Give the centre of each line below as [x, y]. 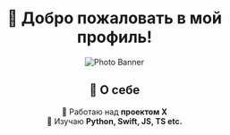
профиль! [115, 37]
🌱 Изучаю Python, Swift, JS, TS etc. [115, 121]
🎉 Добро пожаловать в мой [115, 18]
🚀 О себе [115, 90]
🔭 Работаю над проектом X [115, 112]
